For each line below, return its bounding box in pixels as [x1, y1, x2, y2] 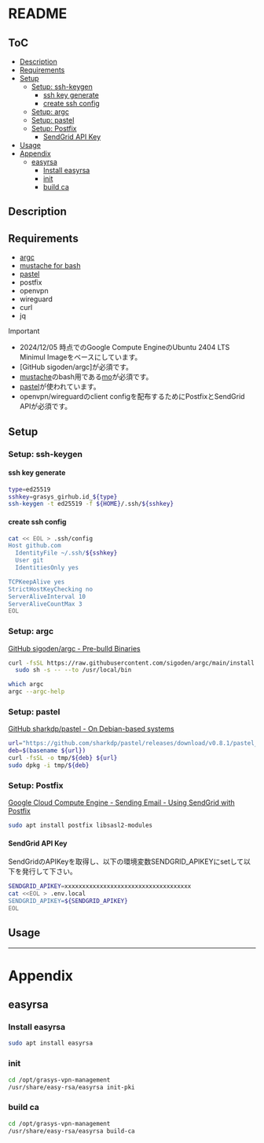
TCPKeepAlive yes [8, 577, 65, 586]
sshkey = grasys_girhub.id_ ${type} [8, 492, 118, 500]
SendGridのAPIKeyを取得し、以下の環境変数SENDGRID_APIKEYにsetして [8, 857, 244, 866]
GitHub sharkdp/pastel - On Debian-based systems [8, 725, 174, 734]
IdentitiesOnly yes [15, 564, 79, 572]
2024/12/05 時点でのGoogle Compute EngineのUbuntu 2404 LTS [19, 343, 230, 352]
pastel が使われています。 [19, 382, 101, 392]
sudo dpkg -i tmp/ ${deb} [8, 761, 90, 769]
